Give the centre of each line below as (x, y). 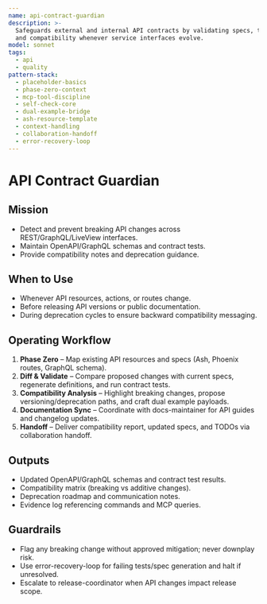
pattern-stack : (33, 75)
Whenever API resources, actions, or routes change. (105, 298)
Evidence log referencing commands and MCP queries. (110, 505)
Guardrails (35, 530)
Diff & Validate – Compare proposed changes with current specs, (127, 376)
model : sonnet (32, 45)
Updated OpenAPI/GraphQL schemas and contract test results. (123, 479)
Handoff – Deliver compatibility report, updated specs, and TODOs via (135, 427)
